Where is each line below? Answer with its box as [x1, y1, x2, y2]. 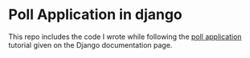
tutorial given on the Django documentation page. [8, 40, 173, 49]
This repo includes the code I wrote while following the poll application [8, 32, 243, 41]
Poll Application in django [8, 6, 182, 24]
